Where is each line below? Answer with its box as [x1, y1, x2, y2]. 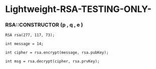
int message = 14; [5, 41, 44, 46]
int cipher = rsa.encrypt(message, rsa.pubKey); [5, 50, 109, 55]
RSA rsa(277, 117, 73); [5, 32, 55, 38]
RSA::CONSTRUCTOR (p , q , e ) [5, 21, 83, 28]
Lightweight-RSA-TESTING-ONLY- [5, 3, 152, 15]
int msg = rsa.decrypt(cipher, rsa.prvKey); [5, 59, 100, 64]
